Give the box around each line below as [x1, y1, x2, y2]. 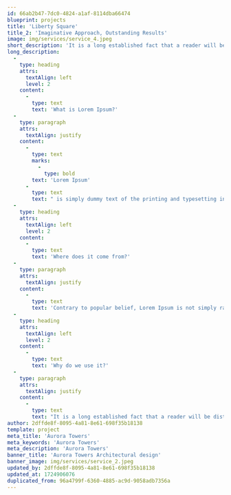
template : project [7, 426, 60, 433]
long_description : [7, 49, 60, 56]
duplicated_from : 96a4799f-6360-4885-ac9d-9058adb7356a [7, 477, 170, 484]
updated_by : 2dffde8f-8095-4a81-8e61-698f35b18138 [7, 465, 155, 472]
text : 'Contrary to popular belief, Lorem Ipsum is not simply [32, 304, 217, 312]
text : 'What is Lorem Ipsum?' [32, 106, 118, 113]
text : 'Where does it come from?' [32, 253, 131, 260]
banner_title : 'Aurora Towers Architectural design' [7, 452, 162, 459]
